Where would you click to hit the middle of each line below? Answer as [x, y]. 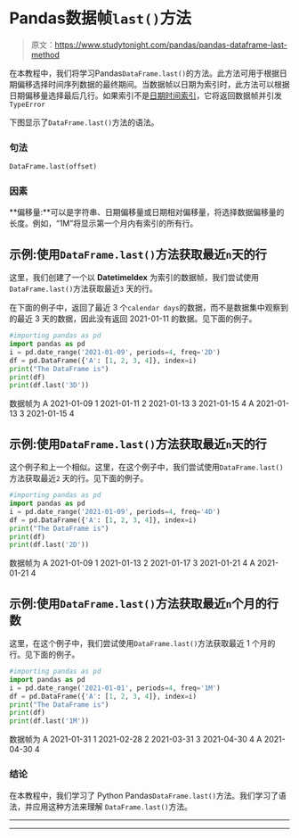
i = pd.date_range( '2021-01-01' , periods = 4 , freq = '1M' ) [115, 688]
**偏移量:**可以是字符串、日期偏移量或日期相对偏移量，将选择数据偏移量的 [147, 212]
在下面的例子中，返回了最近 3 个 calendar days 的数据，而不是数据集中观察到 [149, 308]
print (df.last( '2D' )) [49, 545]
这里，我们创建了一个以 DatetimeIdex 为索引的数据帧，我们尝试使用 [134, 278]
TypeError [28, 104]
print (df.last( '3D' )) [49, 386]
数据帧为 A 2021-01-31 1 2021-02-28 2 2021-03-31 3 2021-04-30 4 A [136, 739]
